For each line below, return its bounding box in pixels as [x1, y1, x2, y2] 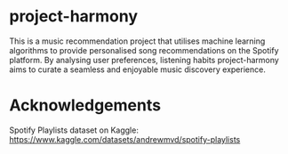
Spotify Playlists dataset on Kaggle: [9, 125, 140, 135]
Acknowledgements [9, 95, 162, 116]
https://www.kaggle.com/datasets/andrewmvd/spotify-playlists [9, 134, 241, 144]
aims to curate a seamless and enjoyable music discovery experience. [9, 64, 267, 75]
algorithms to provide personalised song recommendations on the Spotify [9, 45, 279, 55]
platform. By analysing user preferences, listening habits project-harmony [9, 54, 280, 65]
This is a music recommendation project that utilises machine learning [9, 36, 266, 46]
